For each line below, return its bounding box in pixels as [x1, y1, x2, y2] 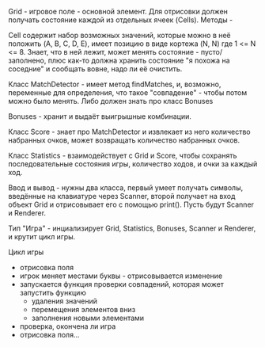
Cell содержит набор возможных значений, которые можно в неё [8, 31, 231, 40]
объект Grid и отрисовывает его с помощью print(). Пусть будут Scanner [8, 200, 255, 209]
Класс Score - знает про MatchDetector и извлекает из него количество [8, 127, 251, 136]
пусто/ [200, 48, 223, 56]
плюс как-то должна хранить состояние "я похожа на [47, 55, 230, 65]
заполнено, [8, 55, 47, 65]
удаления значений [31, 296, 97, 306]
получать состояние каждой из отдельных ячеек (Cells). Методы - [8, 15, 233, 25]
